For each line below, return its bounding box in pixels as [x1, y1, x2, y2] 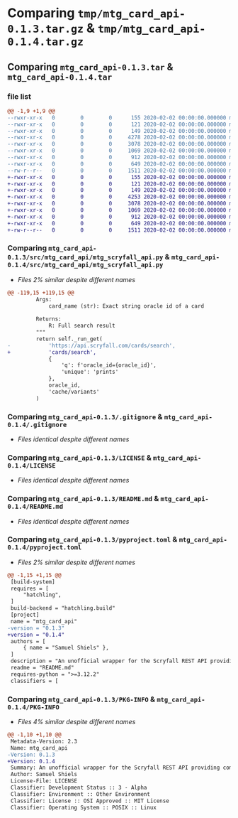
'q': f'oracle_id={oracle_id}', [61, 362, 157, 369]
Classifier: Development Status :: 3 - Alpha [10, 784, 147, 792]
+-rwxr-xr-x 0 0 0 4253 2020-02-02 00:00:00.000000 [7, 193, 227, 200]
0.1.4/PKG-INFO [7, 703, 60, 711]
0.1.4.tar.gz [7, 36, 84, 49]
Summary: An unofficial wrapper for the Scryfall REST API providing [10, 764, 220, 772]
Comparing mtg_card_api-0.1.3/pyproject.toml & [7, 534, 178, 544]
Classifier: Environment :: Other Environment [10, 790, 151, 797]
